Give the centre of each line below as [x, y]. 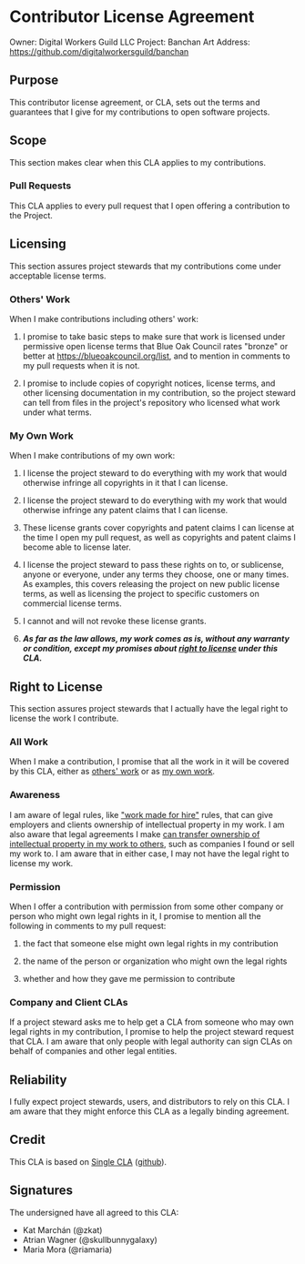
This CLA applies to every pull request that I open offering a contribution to [150, 206]
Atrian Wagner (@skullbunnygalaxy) [90, 1239]
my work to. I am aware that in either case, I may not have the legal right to [149, 854]
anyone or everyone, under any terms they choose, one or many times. [156, 574]
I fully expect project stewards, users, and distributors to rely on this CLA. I [149, 1102]
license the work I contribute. [64, 718]
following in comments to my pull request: [88, 925]
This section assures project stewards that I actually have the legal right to [149, 709]
